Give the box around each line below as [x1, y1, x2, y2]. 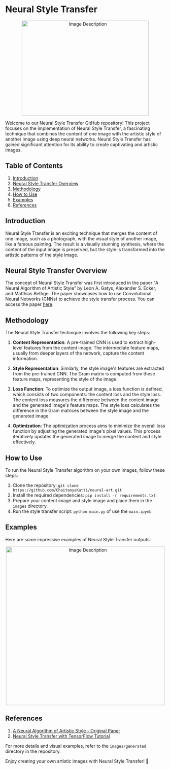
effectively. [12, 439, 36, 445]
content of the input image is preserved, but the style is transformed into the [5, 246, 165, 252]
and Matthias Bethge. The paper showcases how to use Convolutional [5, 291, 152, 297]
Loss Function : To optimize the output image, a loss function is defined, [12, 386, 163, 392]
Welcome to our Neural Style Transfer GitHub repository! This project [5, 120, 150, 126]
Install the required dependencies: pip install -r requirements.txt [12, 492, 156, 498]
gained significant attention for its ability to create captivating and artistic [5, 141, 158, 148]
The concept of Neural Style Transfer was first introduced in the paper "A [5, 280, 159, 286]
